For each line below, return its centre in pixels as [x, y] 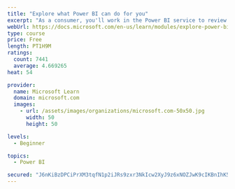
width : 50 [40, 118]
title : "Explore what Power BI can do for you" [78, 14]
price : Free [24, 40]
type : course [26, 33]
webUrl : [19, 27]
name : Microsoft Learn [47, 92]
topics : [19, 156]
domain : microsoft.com [47, 98]
